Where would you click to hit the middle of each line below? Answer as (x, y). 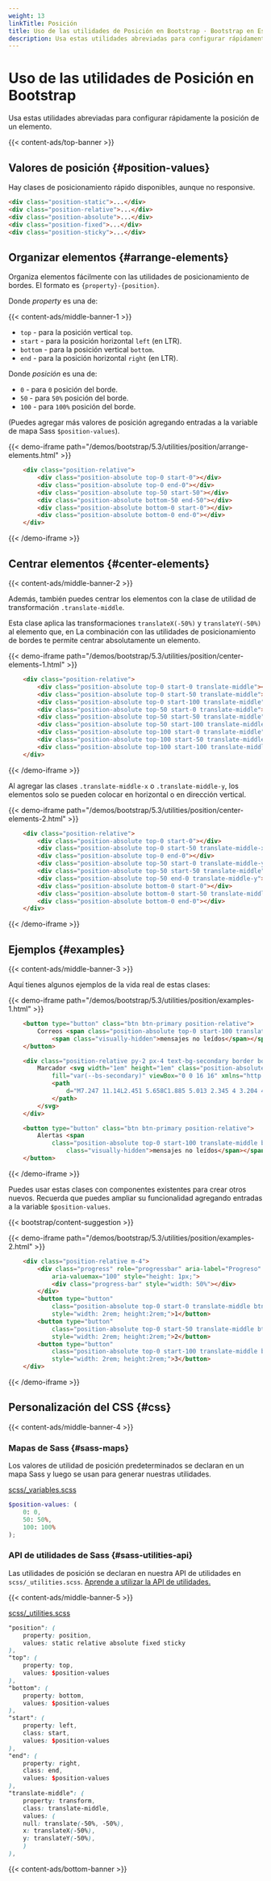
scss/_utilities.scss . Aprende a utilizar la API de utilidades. (110, 1582)
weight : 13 (27, 16)
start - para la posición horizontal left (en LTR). (101, 341)
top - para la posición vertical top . (76, 333)
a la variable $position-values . (59, 1206)
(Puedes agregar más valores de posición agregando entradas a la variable (133, 422)
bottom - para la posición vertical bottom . (87, 350)
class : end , (43, 1771)
